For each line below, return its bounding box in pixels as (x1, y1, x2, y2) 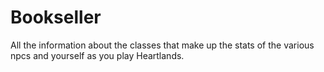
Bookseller (10, 6, 102, 29)
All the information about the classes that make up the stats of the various (10, 39, 315, 51)
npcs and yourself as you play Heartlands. (10, 49, 185, 61)
